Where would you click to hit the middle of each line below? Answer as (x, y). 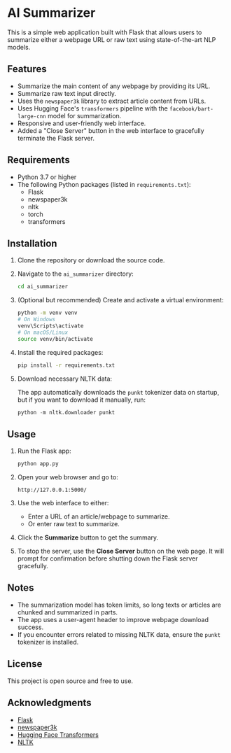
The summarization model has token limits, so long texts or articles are (119, 605)
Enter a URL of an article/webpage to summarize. (99, 516)
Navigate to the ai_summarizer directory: (76, 274)
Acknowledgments (50, 703)
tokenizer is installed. (48, 642)
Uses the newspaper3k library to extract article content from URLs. (112, 101)
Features (27, 69)
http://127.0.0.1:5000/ (52, 490)
